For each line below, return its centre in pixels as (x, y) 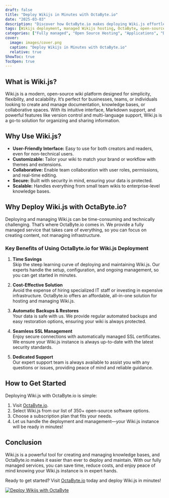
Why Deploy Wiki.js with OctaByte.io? (66, 207)
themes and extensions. (37, 164)
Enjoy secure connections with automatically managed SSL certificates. (87, 336)
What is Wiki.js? (31, 82)
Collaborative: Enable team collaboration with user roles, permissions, (86, 170)
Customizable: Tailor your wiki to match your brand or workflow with (84, 159)
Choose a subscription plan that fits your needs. (62, 416)
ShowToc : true (20, 57)
